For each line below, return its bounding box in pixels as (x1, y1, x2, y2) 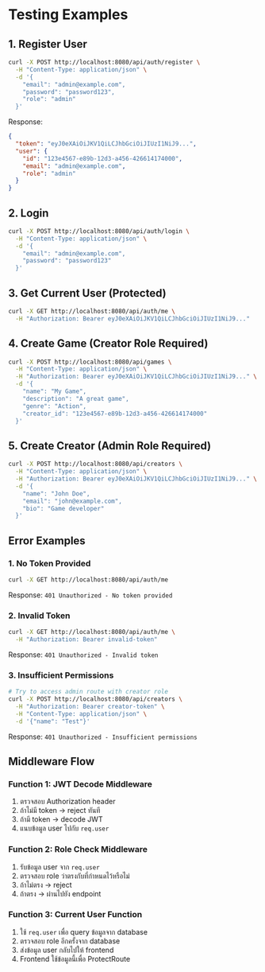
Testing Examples (8, 6, 129, 24)
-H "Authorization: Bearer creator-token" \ (15, 702, 165, 710)
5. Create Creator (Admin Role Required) (8, 439, 212, 453)
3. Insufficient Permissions (8, 670, 114, 681)
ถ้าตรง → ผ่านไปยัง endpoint (19, 888, 102, 898)
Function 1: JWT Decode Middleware (8, 778, 153, 789)
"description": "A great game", (22, 395, 129, 402)
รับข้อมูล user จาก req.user (19, 861, 101, 872)
